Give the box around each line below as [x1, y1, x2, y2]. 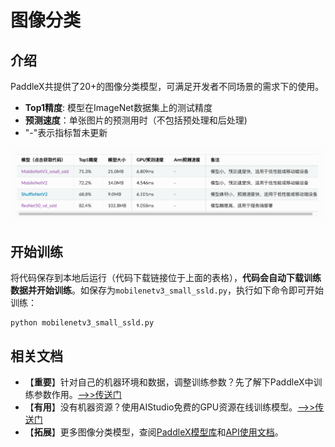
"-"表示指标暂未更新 [24, 127, 108, 138]
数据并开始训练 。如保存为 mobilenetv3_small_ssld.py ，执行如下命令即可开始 [10, 284, 324, 296]
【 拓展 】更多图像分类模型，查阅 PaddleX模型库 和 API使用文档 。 [24, 426, 284, 438]
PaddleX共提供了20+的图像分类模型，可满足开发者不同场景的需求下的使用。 [10, 81, 325, 92]
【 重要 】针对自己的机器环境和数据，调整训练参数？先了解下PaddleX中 [24, 376, 314, 388]
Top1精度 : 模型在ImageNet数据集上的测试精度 [24, 102, 213, 113]
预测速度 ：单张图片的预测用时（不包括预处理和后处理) [24, 114, 248, 126]
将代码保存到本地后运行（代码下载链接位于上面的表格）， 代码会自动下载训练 [10, 272, 322, 284]
